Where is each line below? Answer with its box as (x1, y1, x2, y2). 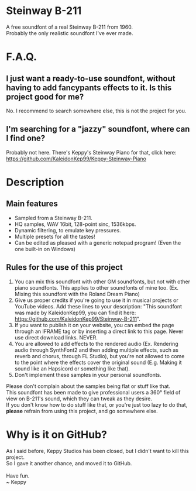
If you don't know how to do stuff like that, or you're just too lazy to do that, (6, 401, 188, 408)
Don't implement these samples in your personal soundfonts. (14, 371, 162, 378)
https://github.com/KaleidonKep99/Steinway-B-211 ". (14, 315, 140, 322)
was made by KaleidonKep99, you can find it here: (14, 309, 136, 316)
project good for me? (6, 92, 84, 102)
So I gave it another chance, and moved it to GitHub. (6, 459, 132, 466)
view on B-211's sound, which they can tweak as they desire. (6, 395, 152, 402)
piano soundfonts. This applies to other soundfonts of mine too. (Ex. (14, 284, 179, 291)
